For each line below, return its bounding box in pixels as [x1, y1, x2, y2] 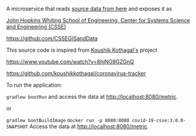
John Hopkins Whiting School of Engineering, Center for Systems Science [6, 17, 191, 23]
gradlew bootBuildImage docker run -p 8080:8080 [6, 117, 130, 123]
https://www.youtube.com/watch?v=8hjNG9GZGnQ [6, 58, 134, 65]
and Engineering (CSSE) [6, 23, 66, 30]
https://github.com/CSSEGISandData [6, 35, 98, 42]
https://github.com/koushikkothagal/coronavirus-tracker [6, 70, 146, 77]
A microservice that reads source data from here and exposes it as [6, 5, 172, 12]
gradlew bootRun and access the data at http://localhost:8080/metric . [6, 93, 178, 100]
